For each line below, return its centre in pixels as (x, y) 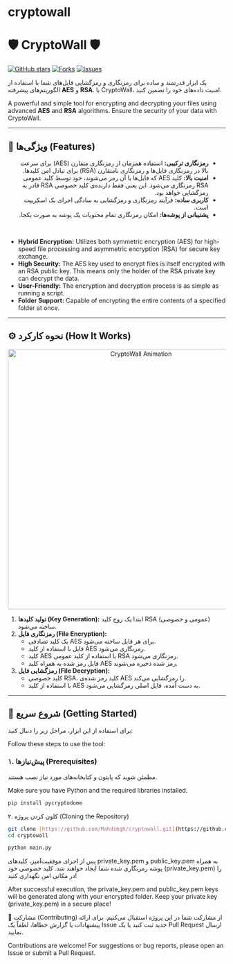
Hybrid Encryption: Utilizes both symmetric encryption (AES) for (110, 241)
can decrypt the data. (49, 278)
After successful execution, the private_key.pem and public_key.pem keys (113, 889)
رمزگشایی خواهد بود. (181, 192)
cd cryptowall (28, 835)
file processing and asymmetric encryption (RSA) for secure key (129, 249)
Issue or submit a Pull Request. (52, 953)
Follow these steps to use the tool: (57, 743)
